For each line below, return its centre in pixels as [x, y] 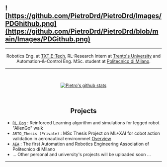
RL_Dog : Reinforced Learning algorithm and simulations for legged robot [86, 123]
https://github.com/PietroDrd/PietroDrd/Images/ [84, 16]
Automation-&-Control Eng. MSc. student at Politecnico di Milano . [83, 61]
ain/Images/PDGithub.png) [48, 39]
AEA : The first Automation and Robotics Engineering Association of [81, 144]
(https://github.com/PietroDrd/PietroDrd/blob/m [82, 32]
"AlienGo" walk [28, 128]
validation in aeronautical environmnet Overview [62, 139]
